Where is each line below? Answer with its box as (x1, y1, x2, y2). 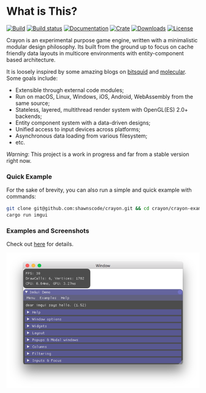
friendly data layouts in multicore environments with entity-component (6, 49, 184, 56)
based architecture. (6, 56, 56, 63)
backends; (15, 112, 42, 120)
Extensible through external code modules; (15, 86, 124, 93)
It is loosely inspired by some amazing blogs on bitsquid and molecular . (6, 68, 187, 75)
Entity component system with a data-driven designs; (15, 119, 151, 126)
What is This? (6, 4, 78, 18)
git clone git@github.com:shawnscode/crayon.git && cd (6, 206, 150, 212)
